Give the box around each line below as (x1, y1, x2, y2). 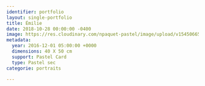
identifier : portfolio (6, 8, 64, 15)
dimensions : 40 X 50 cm (12, 48, 72, 55)
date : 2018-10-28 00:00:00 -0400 (6, 25, 92, 32)
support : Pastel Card (12, 54, 67, 60)
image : (6, 31, 23, 38)
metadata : (6, 37, 32, 43)
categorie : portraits (6, 65, 62, 71)
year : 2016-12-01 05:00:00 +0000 (12, 43, 97, 49)
